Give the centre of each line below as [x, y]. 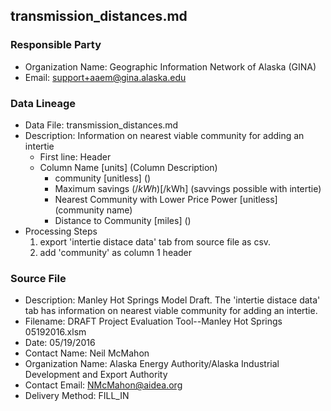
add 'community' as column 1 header [116, 252]
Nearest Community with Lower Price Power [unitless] [166, 199]
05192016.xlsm [55, 332]
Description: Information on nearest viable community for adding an [164, 135]
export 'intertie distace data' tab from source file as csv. [155, 241]
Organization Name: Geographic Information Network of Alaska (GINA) [170, 66]
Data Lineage [43, 103]
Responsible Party [56, 45]
